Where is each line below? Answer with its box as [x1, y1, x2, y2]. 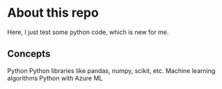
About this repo [7, 5, 99, 21]
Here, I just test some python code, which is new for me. [7, 28, 169, 36]
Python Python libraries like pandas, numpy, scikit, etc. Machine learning [7, 66, 216, 74]
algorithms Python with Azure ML [7, 74, 103, 82]
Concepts [7, 48, 51, 60]
